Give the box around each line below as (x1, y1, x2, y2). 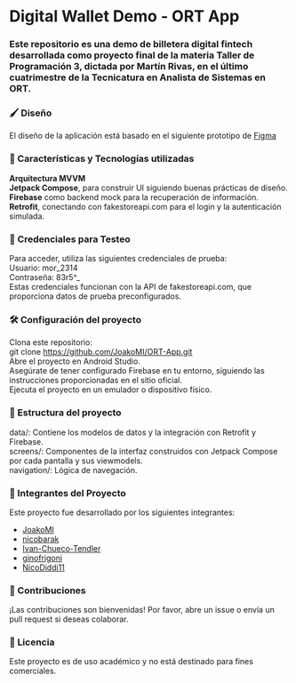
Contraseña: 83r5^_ (9, 272, 81, 282)
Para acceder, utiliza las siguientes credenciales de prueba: (9, 253, 228, 263)
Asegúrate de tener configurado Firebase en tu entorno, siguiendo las (9, 366, 265, 376)
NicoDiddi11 (21, 562, 65, 573)
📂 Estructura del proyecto (9, 406, 122, 419)
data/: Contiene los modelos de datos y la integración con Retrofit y (9, 427, 256, 438)
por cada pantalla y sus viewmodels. (9, 455, 144, 466)
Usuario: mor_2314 (9, 262, 78, 273)
